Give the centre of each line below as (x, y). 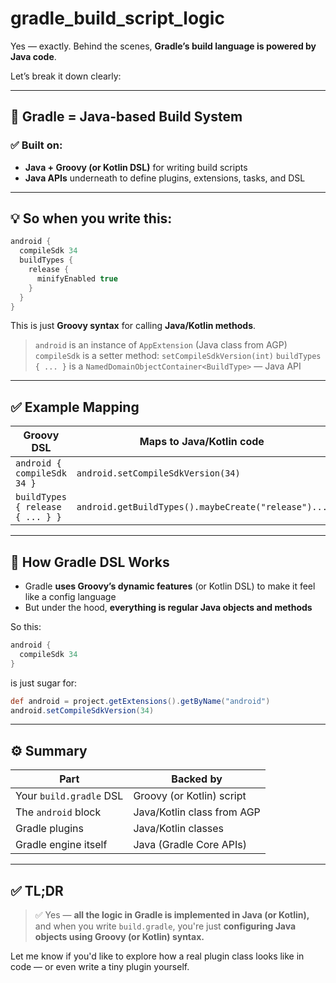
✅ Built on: (36, 145)
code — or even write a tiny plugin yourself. (100, 967)
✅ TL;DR (37, 890)
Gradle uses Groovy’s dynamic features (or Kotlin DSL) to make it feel (170, 586)
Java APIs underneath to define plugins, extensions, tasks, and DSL (165, 178)
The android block (58, 812)
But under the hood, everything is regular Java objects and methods (168, 608)
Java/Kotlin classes (179, 829)
